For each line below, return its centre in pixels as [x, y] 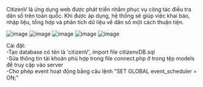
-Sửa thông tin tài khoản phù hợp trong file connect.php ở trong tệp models [101, 58]
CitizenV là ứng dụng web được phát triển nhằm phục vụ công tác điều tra [99, 9]
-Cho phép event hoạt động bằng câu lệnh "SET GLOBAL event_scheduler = [102, 71]
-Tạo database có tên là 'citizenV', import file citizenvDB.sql [81, 52]
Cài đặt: [16, 46]
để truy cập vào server [35, 65]
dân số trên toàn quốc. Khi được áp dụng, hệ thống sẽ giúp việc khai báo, [98, 16]
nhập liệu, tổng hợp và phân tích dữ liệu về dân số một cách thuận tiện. [95, 22]
